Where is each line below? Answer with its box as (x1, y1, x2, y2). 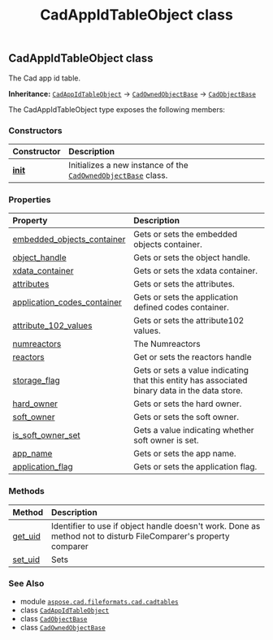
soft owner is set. (133, 435, 199, 446)
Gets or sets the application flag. (133, 461, 258, 473)
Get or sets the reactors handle (133, 352, 252, 363)
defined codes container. (133, 302, 230, 314)
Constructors (8, 124, 63, 136)
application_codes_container (12, 296, 122, 308)
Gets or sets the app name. (133, 448, 237, 460)
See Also (8, 578, 45, 590)
